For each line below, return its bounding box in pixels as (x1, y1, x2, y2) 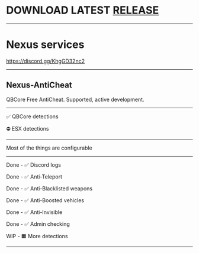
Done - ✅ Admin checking (6, 220, 70, 228)
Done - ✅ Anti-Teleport (6, 173, 63, 180)
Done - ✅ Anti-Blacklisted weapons (6, 184, 93, 192)
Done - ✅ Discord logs (6, 161, 61, 168)
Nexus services (6, 38, 85, 51)
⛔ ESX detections (6, 125, 49, 132)
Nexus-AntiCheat (6, 80, 72, 90)
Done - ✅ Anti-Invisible (6, 208, 63, 216)
